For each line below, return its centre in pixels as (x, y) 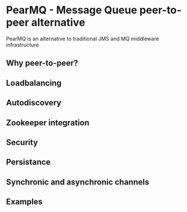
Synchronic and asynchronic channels (78, 182)
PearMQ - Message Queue (72, 10)
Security (22, 142)
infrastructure (22, 45)
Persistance (28, 162)
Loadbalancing (34, 83)
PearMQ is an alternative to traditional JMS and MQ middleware (83, 38)
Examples (24, 202)
